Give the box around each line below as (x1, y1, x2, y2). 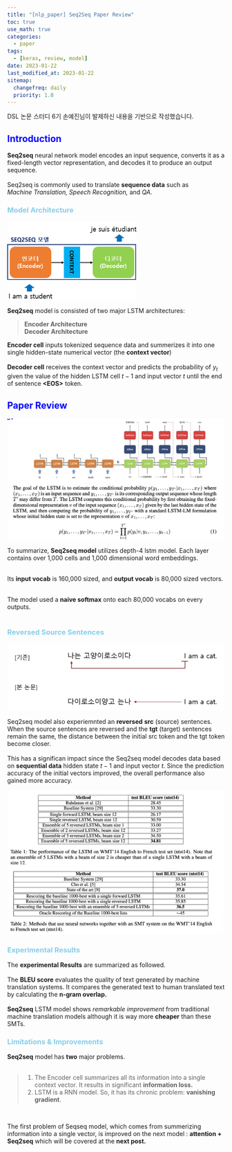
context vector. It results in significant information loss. (34, 1081, 193, 1089)
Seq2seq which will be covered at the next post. (7, 1137, 146, 1146)
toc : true (7, 18, 36, 26)
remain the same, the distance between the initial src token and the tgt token (7, 732, 225, 741)
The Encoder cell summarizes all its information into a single (34, 1074, 206, 1082)
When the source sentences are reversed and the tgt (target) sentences (7, 725, 212, 733)
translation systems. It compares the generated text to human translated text (7, 983, 225, 991)
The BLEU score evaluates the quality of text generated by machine (7, 975, 200, 984)
